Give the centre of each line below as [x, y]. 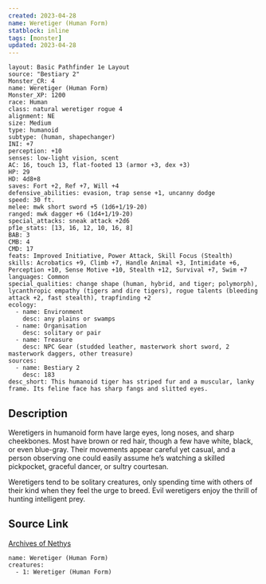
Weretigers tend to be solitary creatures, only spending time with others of [131, 482]
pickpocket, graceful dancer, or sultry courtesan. [88, 466]
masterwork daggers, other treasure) [71, 354]
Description [38, 413]
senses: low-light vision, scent [64, 158]
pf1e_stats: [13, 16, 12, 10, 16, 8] [71, 228]
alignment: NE [32, 117]
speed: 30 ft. [32, 201]
